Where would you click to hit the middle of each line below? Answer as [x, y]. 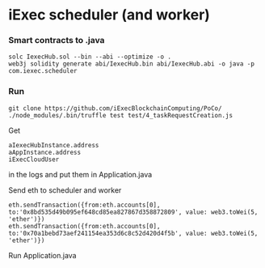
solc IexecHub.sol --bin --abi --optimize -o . [90, 57]
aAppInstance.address [45, 152]
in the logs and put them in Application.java [80, 174]
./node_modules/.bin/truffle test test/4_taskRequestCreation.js [120, 115]
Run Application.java [42, 255]
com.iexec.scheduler [43, 71]
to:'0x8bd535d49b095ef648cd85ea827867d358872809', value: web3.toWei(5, [133, 212]
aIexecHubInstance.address [54, 145]
